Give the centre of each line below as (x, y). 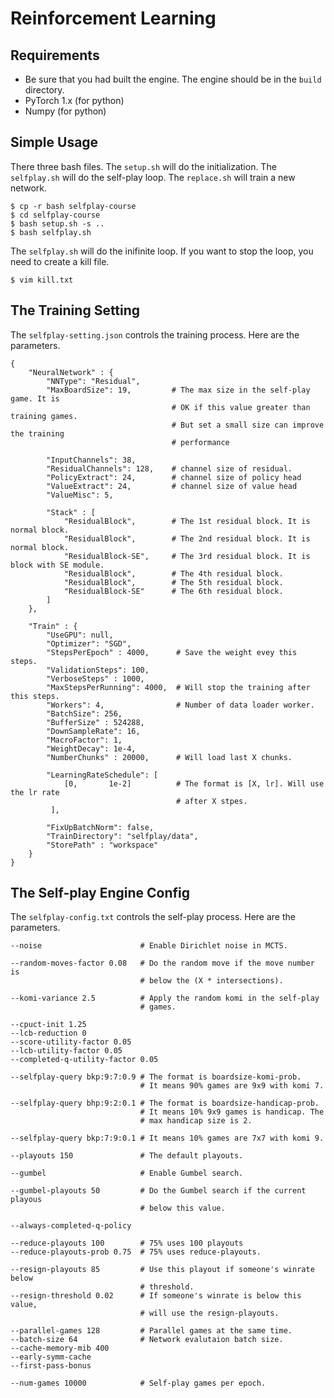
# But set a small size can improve (248, 425)
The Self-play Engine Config (100, 893)
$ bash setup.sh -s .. (57, 223)
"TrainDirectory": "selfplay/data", (122, 836)
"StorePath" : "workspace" (102, 845)
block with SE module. (57, 565)
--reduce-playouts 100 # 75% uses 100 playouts (127, 1243)
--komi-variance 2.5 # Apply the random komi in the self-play (165, 998)
